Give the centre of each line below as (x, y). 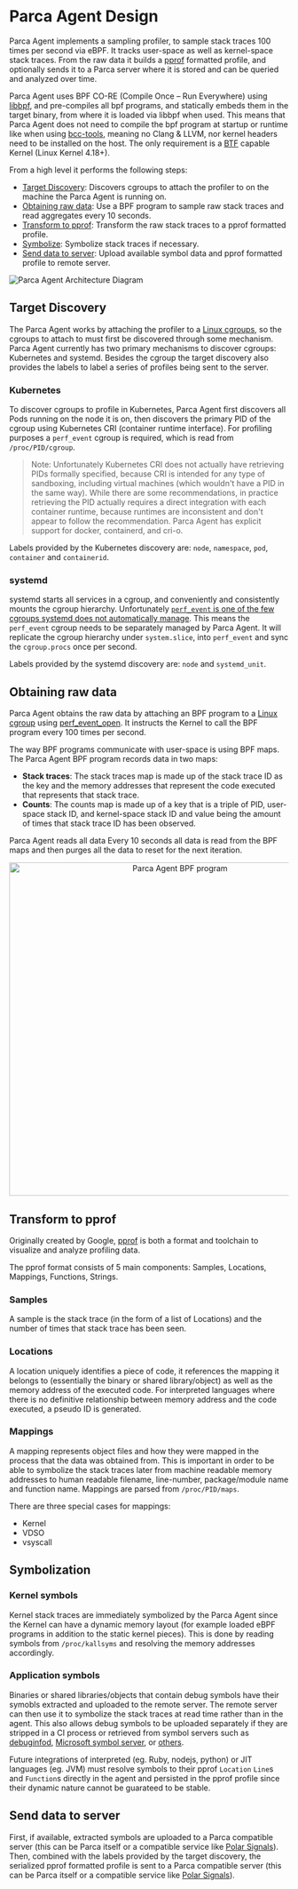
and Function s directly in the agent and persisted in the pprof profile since (145, 1778)
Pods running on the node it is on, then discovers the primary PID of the (140, 419)
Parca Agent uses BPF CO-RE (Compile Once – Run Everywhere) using (138, 96)
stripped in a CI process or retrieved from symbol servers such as (129, 1733)
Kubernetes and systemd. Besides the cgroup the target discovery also (139, 357)
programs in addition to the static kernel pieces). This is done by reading (142, 1634)
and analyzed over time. (53, 78)
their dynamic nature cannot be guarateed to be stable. (110, 1788)
